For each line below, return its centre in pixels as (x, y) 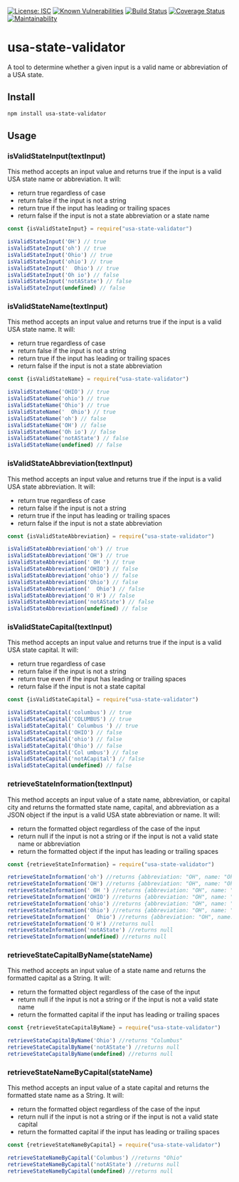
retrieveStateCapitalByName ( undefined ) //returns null (90, 1054)
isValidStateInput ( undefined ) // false (67, 288)
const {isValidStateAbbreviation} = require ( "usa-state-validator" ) (111, 536)
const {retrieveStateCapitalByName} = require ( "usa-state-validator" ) (114, 1028)
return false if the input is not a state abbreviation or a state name (113, 216)
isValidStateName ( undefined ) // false (65, 445)
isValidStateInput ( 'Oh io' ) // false (63, 275)
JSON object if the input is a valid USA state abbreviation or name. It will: (114, 815)
